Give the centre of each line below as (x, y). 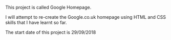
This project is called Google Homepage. (48, 7)
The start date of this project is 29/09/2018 (51, 32)
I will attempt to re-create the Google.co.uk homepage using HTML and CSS (86, 17)
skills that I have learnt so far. (36, 23)
